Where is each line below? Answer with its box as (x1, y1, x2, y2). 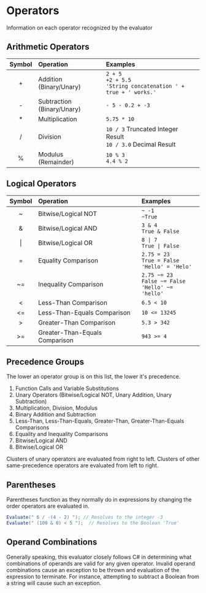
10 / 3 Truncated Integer (105, 124, 178, 133)
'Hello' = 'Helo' (141, 263, 192, 270)
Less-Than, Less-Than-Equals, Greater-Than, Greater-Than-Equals (15, 418, 185, 425)
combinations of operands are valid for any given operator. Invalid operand (6, 559, 196, 567)
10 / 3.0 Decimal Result (105, 140, 176, 148)
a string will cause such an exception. (6, 579, 102, 586)
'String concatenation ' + (105, 82, 185, 90)
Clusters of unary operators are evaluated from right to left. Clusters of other (6, 455, 200, 463)
